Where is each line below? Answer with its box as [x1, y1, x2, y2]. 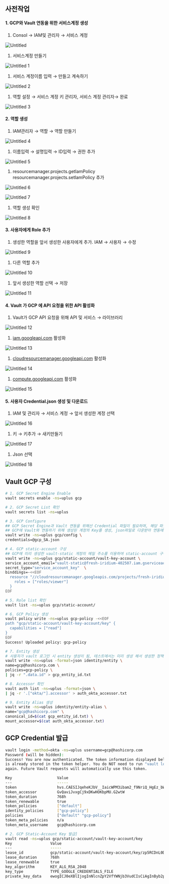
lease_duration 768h [5, 855, 59, 860]
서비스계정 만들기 [12, 52, 47, 59]
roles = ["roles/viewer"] [14, 579, 69, 584]
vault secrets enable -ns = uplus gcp [5, 496, 82, 501]
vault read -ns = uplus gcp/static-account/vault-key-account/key [5, 836, 143, 841]
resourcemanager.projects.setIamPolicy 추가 [12, 174, 105, 180]
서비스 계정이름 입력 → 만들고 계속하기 [12, 73, 88, 79]
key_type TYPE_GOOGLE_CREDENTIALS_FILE [5, 869, 114, 874]
